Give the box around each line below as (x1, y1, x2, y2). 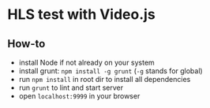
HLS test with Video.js (7, 6, 156, 24)
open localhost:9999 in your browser (18, 91, 141, 100)
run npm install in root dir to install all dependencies (18, 75, 191, 84)
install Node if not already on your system (18, 58, 155, 67)
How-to (7, 37, 46, 50)
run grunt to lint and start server (18, 83, 124, 92)
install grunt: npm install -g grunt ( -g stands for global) (18, 66, 203, 76)
